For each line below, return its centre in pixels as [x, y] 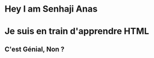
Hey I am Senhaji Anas [51, 9]
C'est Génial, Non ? [35, 49]
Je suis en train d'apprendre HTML [77, 31]
